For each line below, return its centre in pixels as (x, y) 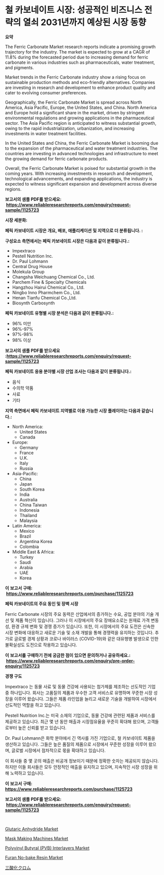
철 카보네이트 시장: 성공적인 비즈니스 (74, 10)
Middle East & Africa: (33, 552)
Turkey (26, 557)
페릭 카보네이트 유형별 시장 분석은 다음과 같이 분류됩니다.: (59, 313)
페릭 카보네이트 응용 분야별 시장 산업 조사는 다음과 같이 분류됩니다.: (68, 371)
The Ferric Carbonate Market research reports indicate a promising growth (80, 47)
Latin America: (27, 525)
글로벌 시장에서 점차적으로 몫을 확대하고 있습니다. (59, 750)
